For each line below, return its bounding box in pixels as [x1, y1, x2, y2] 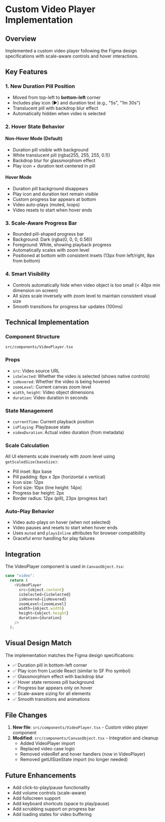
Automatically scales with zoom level [12, 247, 90, 253]
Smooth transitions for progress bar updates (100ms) [12, 303, 123, 309]
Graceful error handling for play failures [12, 535, 95, 541]
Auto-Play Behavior [5, 508, 54, 515]
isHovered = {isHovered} [18, 596, 67, 601]
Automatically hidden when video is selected [12, 110, 106, 117]
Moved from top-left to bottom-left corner [12, 94, 101, 100]
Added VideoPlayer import [20, 740, 75, 746]
